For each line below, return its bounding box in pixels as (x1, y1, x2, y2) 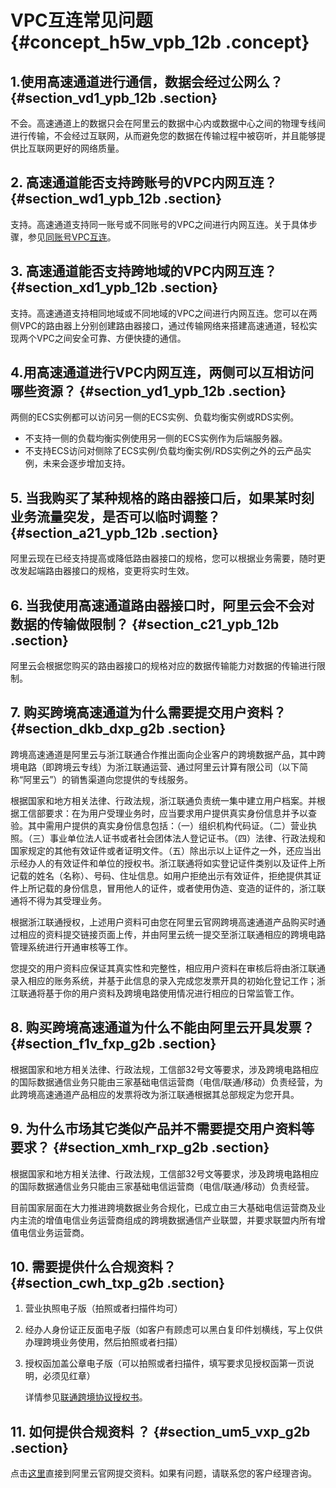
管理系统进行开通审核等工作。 (10, 941, 133, 953)
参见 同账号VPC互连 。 (27, 231, 117, 243)
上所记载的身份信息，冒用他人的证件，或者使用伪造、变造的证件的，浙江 (18, 882, 317, 894)
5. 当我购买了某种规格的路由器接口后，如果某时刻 (10, 489, 315, 506)
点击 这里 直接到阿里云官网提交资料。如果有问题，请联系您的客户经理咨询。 (10, 1467, 317, 1480)
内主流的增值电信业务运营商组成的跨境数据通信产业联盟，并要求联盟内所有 (10, 1214, 317, 1226)
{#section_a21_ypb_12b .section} (10, 524, 219, 541)
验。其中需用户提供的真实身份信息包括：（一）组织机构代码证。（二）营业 (10, 819, 308, 831)
